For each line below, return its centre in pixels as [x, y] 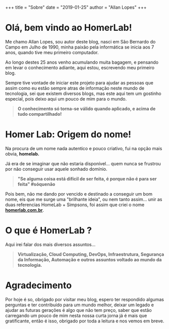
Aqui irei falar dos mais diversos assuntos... [50, 244]
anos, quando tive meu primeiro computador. [52, 52]
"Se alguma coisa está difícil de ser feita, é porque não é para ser [87, 178]
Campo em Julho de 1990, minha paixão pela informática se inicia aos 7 [80, 47]
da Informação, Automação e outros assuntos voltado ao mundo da [90, 259]
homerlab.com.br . [25, 210]
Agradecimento [39, 286]
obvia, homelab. [22, 154]
